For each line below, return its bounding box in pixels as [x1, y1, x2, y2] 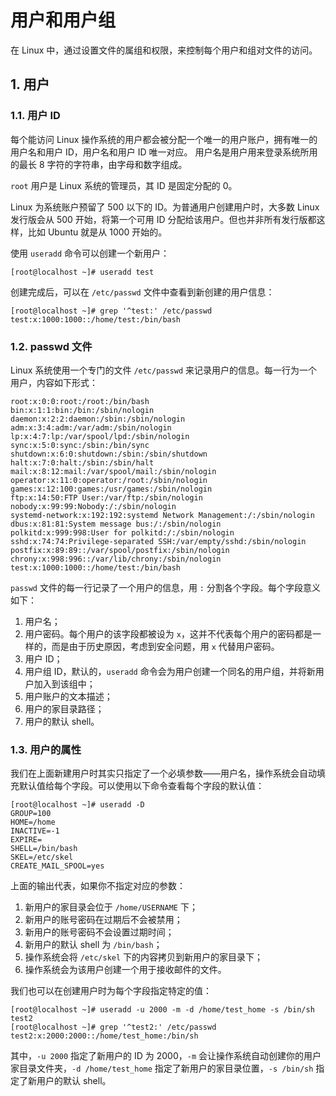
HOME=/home [10, 817, 56, 828]
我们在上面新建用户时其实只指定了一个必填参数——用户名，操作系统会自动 [10, 767, 317, 780]
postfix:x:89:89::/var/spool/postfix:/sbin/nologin [10, 545, 230, 555]
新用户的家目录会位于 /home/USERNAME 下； [24, 901, 198, 913]
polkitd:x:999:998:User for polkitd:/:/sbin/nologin [10, 527, 235, 538]
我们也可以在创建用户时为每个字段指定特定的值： [10, 985, 212, 997]
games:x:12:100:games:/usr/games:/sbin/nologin [10, 484, 213, 494]
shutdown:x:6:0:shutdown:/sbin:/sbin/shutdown [10, 449, 208, 459]
